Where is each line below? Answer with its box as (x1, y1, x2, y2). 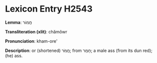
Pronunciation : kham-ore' (5, 38, 58, 44)
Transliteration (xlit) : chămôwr (5, 29, 67, 34)
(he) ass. (5, 52, 23, 59)
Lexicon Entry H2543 (5, 3, 93, 15)
